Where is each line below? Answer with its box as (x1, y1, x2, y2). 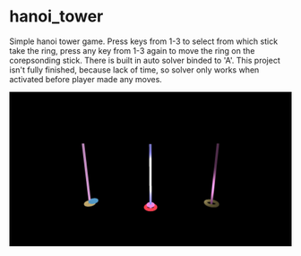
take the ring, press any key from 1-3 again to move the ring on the (9, 45, 255, 55)
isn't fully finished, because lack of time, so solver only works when (9, 64, 260, 75)
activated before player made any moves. (9, 73, 163, 84)
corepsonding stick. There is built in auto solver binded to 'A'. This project (9, 55, 280, 65)
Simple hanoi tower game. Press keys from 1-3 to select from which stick (9, 36, 279, 47)
